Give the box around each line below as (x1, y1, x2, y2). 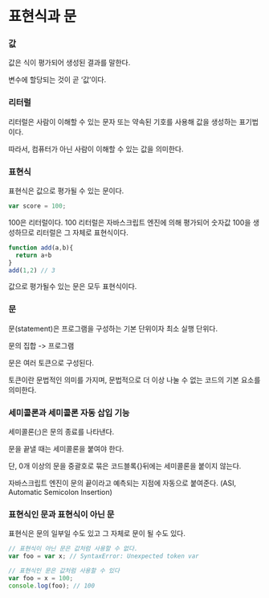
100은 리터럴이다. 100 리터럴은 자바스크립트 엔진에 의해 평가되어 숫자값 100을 (8, 217, 251, 227)
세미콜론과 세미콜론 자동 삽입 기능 (8, 407, 130, 419)
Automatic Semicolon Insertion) (8, 488, 112, 497)
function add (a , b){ (8, 243, 74, 252)
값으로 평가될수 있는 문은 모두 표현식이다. (8, 282, 137, 291)
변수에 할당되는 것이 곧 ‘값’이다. (8, 75, 107, 85)
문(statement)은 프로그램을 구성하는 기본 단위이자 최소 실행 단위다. (8, 324, 218, 333)
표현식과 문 (8, 7, 77, 26)
